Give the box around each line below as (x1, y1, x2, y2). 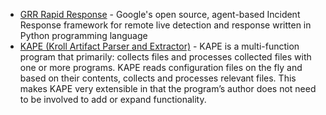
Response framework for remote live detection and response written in (19, 19, 312, 31)
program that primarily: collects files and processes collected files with (19, 51, 312, 63)
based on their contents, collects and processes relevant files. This (19, 72, 297, 84)
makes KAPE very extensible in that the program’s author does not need (19, 83, 317, 94)
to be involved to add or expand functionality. (19, 94, 207, 105)
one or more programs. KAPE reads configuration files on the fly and (19, 62, 303, 73)
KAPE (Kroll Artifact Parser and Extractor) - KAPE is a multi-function (19, 40, 300, 52)
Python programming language (19, 30, 148, 41)
